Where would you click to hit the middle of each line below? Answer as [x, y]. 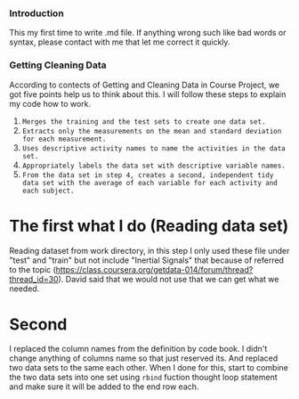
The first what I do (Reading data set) [149, 226]
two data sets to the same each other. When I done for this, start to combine [149, 368]
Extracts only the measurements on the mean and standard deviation [152, 131]
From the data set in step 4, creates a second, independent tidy [148, 175]
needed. [24, 289]
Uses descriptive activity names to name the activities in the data [154, 148]
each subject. [48, 191]
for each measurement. [64, 139]
